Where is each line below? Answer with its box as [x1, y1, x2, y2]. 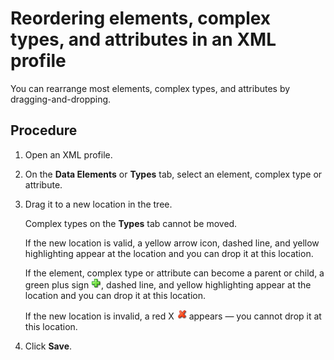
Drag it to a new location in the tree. [24, 198, 173, 210]
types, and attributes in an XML [10, 28, 277, 51]
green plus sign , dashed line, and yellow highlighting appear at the [24, 278, 312, 291]
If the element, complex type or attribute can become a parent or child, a [24, 267, 325, 279]
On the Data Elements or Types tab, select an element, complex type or [24, 168, 323, 180]
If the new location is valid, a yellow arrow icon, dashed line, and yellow [24, 237, 320, 249]
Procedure [10, 122, 78, 139]
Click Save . [24, 340, 73, 352]
